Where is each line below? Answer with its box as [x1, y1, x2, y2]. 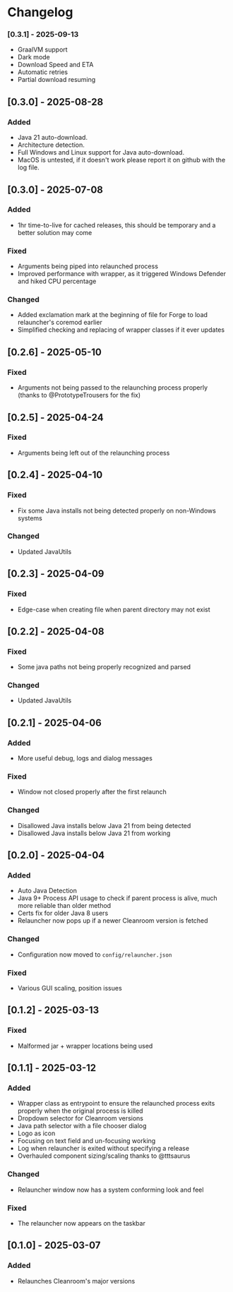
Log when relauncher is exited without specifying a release [17, 1144, 189, 1153]
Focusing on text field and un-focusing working [17, 1137, 156, 1145]
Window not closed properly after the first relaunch [17, 788, 167, 796]
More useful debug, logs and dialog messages [17, 754, 153, 762]
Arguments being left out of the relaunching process [17, 448, 170, 457]
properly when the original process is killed [17, 1106, 143, 1115]
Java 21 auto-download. [17, 133, 88, 142]
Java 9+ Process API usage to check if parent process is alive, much [17, 894, 217, 902]
